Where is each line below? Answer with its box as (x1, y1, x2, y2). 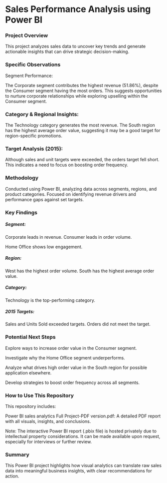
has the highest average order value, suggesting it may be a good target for (5, 128, 161, 134)
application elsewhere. (5, 369, 52, 376)
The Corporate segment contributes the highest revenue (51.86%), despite (5, 82, 159, 88)
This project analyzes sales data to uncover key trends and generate (5, 44, 146, 50)
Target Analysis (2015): (5, 145, 63, 152)
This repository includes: (5, 403, 56, 409)
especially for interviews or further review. (5, 439, 92, 445)
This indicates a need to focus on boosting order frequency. (5, 162, 129, 168)
